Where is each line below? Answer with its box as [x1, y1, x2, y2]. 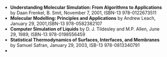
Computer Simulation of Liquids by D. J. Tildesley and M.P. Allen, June [10, 26, 160, 32]
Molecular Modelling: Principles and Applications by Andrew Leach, [10, 15, 156, 21]
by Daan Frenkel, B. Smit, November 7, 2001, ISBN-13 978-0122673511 [10, 10, 156, 16]
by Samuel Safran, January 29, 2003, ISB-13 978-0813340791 [10, 42, 140, 48]
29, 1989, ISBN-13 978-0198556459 [10, 32, 85, 37]
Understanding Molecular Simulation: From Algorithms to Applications [10, 5, 162, 10]
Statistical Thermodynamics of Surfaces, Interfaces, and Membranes [10, 37, 160, 43]
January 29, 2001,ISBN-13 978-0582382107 [10, 20, 103, 26]
